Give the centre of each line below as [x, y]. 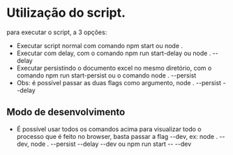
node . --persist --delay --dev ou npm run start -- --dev [111, 144]
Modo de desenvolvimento [66, 112]
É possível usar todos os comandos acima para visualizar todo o [109, 129]
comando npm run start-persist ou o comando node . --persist [106, 75]
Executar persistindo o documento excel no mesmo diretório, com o [114, 68]
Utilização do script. [66, 13]
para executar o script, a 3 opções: [57, 32]
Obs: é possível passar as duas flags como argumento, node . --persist [119, 82]
